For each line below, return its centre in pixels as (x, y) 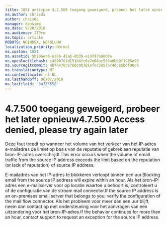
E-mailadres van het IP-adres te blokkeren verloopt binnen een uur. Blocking (83, 175)
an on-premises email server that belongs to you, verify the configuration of (83, 196)
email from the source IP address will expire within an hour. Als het (73, 180)
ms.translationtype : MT (30, 70)
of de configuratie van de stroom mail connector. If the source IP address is (82, 191)
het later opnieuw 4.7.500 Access (75, 119)
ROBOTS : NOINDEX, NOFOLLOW (33, 42)
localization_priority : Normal (38, 47)
